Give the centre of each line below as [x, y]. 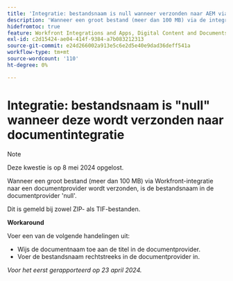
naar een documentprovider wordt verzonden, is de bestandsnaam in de [111, 188]
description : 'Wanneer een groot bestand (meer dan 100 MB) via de [107, 20]
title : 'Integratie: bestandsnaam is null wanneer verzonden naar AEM [111, 13]
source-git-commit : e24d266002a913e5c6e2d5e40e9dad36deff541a [99, 46]
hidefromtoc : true [34, 26]
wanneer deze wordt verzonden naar [115, 120]
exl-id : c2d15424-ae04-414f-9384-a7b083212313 [76, 39]
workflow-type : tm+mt [38, 53]
